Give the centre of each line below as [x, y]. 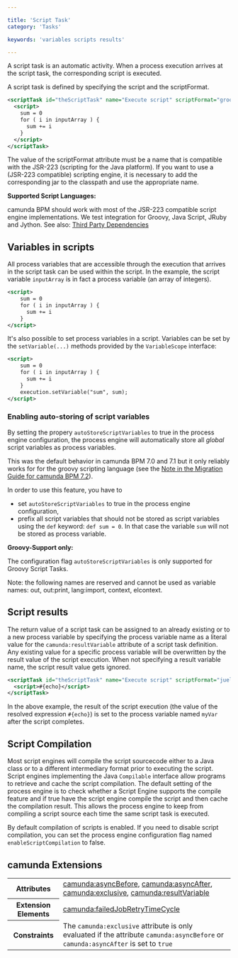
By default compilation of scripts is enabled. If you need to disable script [113, 828]
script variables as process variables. [62, 447]
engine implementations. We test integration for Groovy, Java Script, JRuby [117, 218]
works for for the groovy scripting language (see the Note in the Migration [115, 468]
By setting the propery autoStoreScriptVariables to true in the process [111, 432]
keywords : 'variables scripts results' [66, 40]
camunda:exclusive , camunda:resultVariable [136, 892]
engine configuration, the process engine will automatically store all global [116, 439]
